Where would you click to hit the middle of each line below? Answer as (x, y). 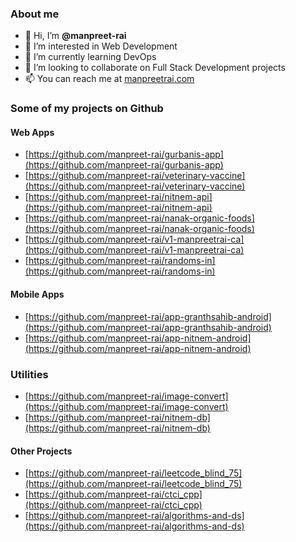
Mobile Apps (37, 294)
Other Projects (41, 451)
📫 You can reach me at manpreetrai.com (109, 79)
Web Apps (32, 132)
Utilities (29, 374)
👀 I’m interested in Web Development (101, 46)
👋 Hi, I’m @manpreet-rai (75, 36)
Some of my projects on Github (87, 109)
